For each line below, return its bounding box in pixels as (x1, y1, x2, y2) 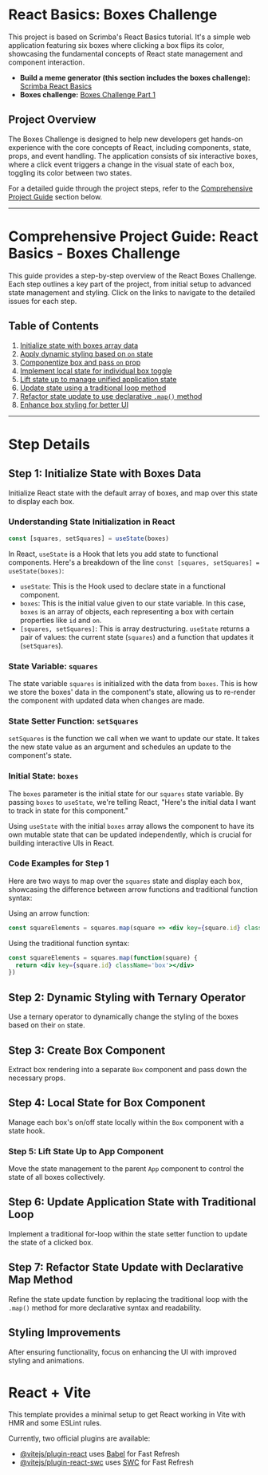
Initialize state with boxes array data (19, 341, 139, 350)
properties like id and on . (19, 615, 102, 625)
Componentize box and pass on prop (19, 357, 141, 367)
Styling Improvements (8, 1326, 121, 1339)
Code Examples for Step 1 (8, 858, 109, 869)
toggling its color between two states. (8, 168, 132, 177)
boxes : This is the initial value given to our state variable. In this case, (19, 598, 246, 608)
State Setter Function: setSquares (8, 716, 139, 727)
